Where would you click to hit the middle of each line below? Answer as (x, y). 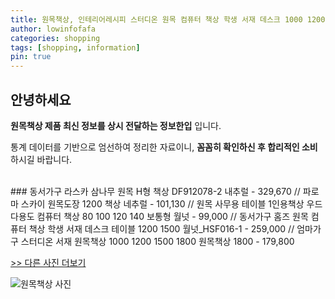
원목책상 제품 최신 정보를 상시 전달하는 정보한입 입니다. (116, 125)
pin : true (31, 57)
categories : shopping (55, 38)
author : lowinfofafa (53, 29)
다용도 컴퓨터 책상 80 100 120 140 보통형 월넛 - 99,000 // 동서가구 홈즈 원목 (159, 216)
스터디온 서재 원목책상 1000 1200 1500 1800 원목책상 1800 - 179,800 (157, 241)
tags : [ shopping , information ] (75, 47)
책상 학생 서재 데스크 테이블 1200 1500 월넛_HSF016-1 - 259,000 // (161, 228)
